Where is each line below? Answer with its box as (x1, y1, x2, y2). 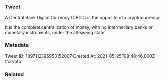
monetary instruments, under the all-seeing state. (5, 30, 106, 36)
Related (5, 71, 24, 78)
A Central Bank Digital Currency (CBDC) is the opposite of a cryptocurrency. (5, 15, 161, 21)
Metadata (5, 42, 29, 49)
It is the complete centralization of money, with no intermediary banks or (5, 24, 153, 30)
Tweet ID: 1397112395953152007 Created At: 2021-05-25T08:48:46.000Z (5, 53, 155, 59)
